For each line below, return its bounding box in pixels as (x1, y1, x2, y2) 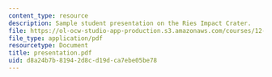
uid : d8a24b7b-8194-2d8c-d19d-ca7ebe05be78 (8, 57, 158, 65)
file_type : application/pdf (8, 34, 104, 43)
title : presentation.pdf (8, 49, 92, 57)
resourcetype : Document (8, 42, 89, 50)
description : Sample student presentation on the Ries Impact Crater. (8, 19, 252, 27)
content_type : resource (8, 11, 89, 20)
